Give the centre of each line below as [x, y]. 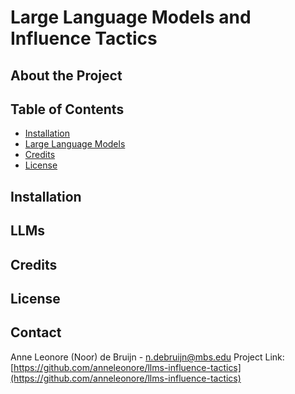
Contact [36, 332]
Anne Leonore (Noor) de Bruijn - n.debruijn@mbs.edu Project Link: [147, 357]
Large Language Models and [131, 17]
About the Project [66, 75]
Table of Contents [67, 109]
